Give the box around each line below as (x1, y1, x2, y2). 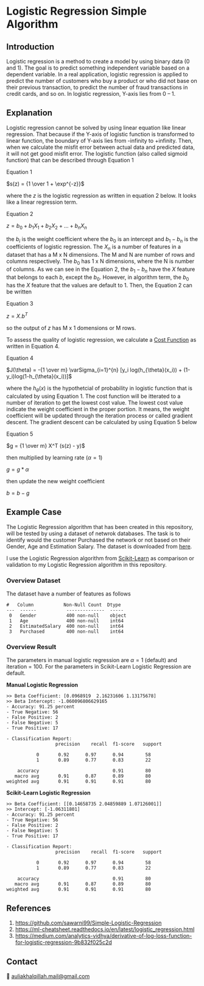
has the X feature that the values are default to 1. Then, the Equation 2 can (6, 281, 193, 289)
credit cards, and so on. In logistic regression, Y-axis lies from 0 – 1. (6, 90, 176, 97)
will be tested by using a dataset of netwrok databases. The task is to (6, 530, 181, 537)
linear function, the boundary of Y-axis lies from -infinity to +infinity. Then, (6, 137, 193, 144)
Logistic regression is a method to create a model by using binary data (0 (6, 58, 190, 65)
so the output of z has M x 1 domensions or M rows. (6, 325, 136, 332)
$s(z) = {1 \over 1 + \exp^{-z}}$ (6, 180, 85, 187)
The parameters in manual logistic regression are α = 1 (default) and (6, 657, 178, 664)
